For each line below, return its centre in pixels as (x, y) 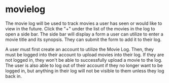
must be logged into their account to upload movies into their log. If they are (85, 55)
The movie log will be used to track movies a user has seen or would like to (84, 23)
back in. (13, 76)
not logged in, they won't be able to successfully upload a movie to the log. (84, 60)
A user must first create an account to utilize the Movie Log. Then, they (79, 49)
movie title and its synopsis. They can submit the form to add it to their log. (83, 39)
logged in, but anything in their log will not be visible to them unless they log (85, 71)
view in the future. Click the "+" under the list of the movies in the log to (80, 28)
